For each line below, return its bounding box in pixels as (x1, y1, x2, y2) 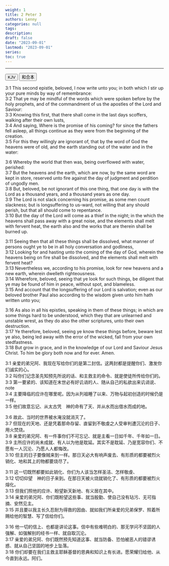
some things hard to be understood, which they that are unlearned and (5, 312, 152, 319)
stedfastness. (5, 339, 34, 345)
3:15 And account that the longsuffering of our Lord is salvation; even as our (5, 287, 163, 293)
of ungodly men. (5, 180, 39, 186)
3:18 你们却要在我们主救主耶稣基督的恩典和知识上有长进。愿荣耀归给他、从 (5, 549, 160, 555)
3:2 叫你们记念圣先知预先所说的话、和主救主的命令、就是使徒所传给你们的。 (5, 373, 163, 379)
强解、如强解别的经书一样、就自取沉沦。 (5, 530, 89, 536)
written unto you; (5, 297, 41, 303)
